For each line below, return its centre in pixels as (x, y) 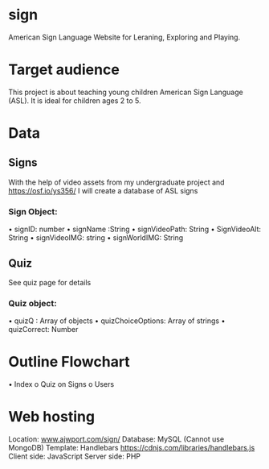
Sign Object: (33, 211)
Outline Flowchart (69, 362)
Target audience (64, 70)
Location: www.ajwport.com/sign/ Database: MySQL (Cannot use (116, 439)
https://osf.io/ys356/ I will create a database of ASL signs (103, 190)
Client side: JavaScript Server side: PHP (74, 456)
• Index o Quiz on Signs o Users (61, 384)
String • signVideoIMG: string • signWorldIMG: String (96, 238)
